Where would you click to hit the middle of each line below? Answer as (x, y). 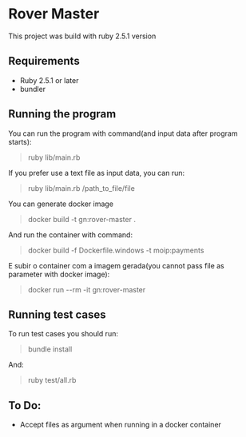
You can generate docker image (61, 204)
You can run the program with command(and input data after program (123, 133)
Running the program (62, 114)
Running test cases (57, 314)
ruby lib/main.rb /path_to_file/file (81, 188)
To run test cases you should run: (63, 334)
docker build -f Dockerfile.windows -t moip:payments (116, 250)
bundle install (50, 349)
